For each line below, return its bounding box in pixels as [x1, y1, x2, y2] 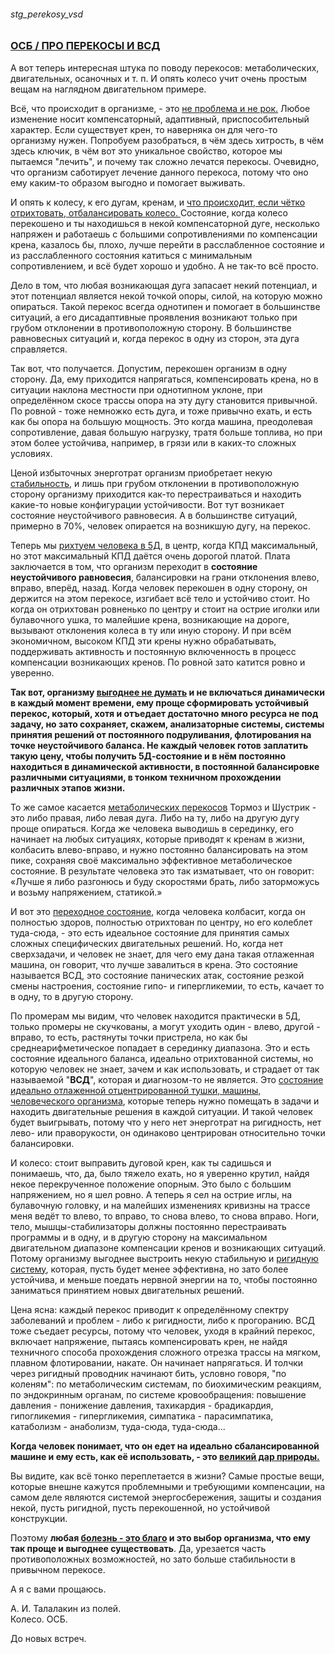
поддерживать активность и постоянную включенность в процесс [10, 645, 297, 657]
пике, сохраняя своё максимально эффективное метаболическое [10, 854, 293, 866]
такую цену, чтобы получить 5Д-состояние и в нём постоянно [10, 750, 287, 762]
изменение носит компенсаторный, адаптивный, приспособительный [10, 113, 310, 125]
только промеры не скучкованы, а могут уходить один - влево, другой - [10, 1020, 321, 1032]
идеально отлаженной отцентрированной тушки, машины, [10, 1084, 262, 1096]
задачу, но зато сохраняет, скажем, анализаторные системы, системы [10, 718, 325, 730]
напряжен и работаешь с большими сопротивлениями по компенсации [10, 228, 318, 240]
